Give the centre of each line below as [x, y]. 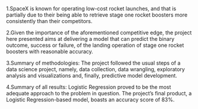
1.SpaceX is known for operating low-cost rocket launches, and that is [91, 9]
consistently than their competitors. [49, 21]
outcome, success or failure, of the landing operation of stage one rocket [95, 45]
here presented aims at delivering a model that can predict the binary [90, 39]
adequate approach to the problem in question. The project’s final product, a [99, 93]
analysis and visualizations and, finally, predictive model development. [92, 76]
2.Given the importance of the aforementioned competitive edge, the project [99, 33]
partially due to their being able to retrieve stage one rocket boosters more [97, 15]
